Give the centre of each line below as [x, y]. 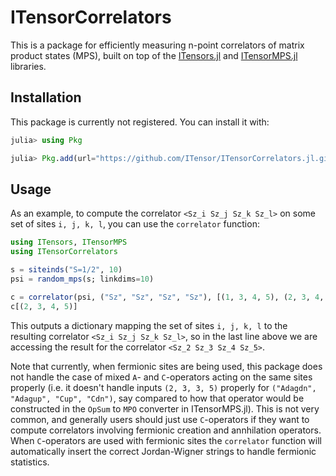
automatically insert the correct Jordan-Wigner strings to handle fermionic [163, 451]
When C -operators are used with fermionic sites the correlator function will [166, 440]
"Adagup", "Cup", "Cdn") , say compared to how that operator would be [157, 398]
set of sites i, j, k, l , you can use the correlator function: [135, 224]
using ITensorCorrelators [64, 252]
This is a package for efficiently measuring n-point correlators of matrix [157, 45]
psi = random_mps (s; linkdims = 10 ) [82, 279]
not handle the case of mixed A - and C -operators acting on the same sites [161, 377]
